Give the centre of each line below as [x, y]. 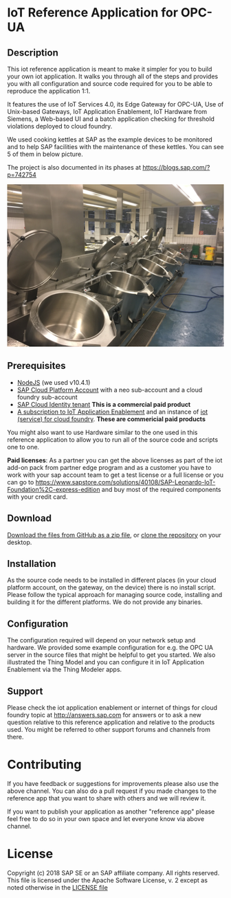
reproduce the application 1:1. [49, 91]
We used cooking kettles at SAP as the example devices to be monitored [110, 139]
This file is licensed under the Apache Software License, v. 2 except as [108, 880]
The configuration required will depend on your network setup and [101, 640]
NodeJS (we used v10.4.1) [54, 382]
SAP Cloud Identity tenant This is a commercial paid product [104, 404]
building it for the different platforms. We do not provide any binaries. [105, 602]
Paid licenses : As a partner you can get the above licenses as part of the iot [115, 460]
